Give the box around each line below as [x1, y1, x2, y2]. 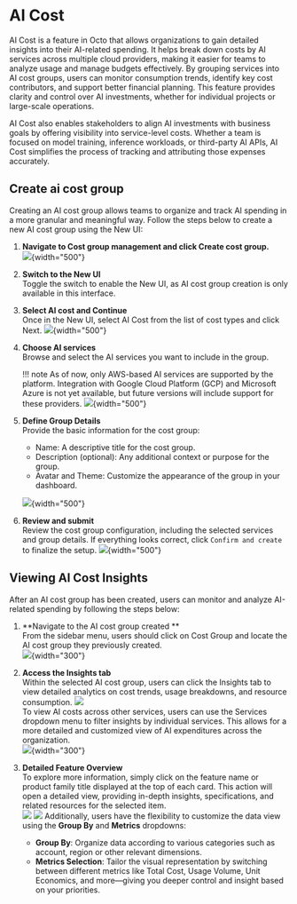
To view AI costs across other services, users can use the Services [21, 706, 268, 717]
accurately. [9, 155, 51, 166]
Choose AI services [21, 342, 96, 353]
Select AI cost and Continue [21, 305, 128, 315]
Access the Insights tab [21, 667, 112, 678]
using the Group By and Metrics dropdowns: [21, 820, 186, 830]
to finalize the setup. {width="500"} [21, 544, 162, 555]
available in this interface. [21, 288, 116, 298]
